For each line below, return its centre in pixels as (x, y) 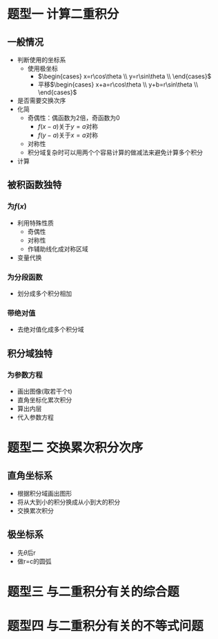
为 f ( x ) (17, 206)
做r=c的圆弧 (34, 561)
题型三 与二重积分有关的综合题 (93, 592)
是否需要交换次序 (41, 100)
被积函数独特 (34, 185)
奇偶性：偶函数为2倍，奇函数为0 (73, 118)
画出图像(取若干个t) (44, 391)
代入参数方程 (35, 417)
